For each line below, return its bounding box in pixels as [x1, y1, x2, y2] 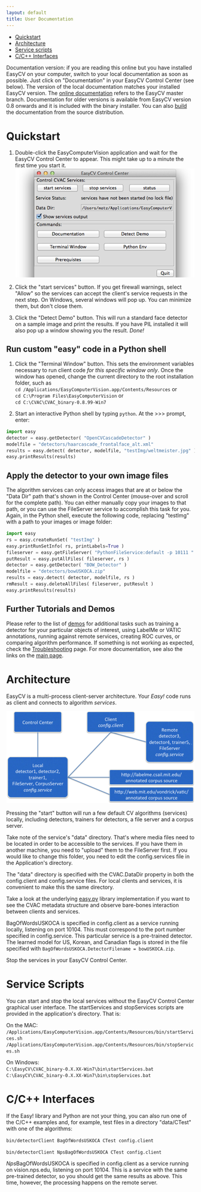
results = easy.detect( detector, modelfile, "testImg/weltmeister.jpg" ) [6, 447, 197, 453]
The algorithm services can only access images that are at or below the [6, 486, 182, 494]
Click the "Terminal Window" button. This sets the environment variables [14, 360, 194, 367]
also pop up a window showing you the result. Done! [14, 327, 145, 334]
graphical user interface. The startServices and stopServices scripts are [6, 1004, 184, 1011]
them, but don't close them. [14, 302, 83, 310]
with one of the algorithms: [6, 1125, 73, 1132]
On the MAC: [6, 1022, 38, 1029]
